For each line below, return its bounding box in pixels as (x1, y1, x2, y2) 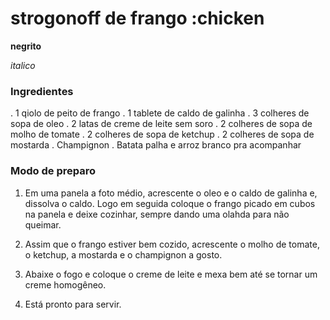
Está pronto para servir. (24, 298, 122, 310)
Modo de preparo (10, 164, 97, 178)
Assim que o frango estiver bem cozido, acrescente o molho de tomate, (24, 238, 320, 250)
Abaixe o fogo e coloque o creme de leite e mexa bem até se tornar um (24, 268, 318, 280)
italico (10, 59, 36, 71)
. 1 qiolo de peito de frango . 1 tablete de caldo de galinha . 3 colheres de (10, 107, 310, 119)
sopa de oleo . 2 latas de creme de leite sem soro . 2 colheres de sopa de (10, 118, 313, 130)
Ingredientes (10, 84, 74, 98)
